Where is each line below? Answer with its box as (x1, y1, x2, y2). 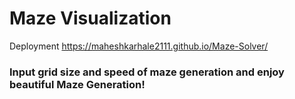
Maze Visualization (9, 7, 172, 30)
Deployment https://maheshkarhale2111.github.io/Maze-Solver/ (9, 40, 269, 52)
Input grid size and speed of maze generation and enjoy (9, 65, 285, 79)
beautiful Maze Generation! (9, 77, 146, 91)
